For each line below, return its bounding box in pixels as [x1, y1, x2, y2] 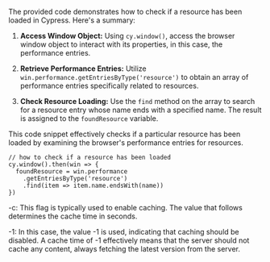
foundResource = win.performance [15, 168, 128, 176]
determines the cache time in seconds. [8, 211, 138, 221]
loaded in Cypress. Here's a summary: [8, 15, 135, 25]
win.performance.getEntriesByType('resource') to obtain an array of [19, 73, 249, 81]
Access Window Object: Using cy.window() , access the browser [19, 31, 235, 40]
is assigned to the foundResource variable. [19, 114, 159, 123]
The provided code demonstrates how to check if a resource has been [8, 7, 243, 16]
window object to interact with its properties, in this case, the [19, 40, 223, 49]
